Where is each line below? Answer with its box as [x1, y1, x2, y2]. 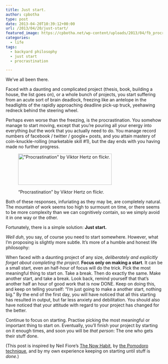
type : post [5, 16, 28, 21]
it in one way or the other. [5, 214, 58, 220]
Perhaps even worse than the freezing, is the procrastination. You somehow [5, 117, 162, 123]
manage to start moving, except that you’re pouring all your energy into [5, 122, 152, 128]
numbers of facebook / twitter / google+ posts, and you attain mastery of [5, 133, 156, 139]
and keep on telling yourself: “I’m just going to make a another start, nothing [5, 286, 162, 292]
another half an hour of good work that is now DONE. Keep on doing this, [5, 281, 156, 287]
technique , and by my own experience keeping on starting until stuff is [5, 348, 151, 354]
